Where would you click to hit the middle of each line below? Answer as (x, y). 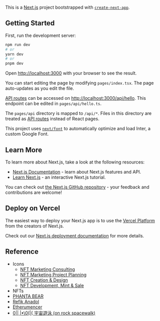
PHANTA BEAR (28, 296)
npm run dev (18, 45)
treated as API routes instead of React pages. (52, 119)
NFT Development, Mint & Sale (52, 285)
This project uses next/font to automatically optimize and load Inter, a (78, 129)
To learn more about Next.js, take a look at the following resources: (75, 162)
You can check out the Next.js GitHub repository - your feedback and (77, 187)
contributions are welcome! (34, 192)
